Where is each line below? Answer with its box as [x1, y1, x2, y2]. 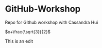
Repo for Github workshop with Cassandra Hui [5, 19, 98, 25]
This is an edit [5, 38, 33, 44]
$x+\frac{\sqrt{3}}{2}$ [5, 29, 51, 34]
